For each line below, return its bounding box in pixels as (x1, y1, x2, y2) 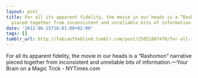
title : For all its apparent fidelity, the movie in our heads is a (6, 14, 178, 20)
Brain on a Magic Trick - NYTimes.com (6, 65, 101, 71)
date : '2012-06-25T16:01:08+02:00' (6, 25, 94, 31)
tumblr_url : (6, 36, 35, 42)
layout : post (6, 8, 38, 15)
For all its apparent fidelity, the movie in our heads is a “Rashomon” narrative (6, 53, 192, 59)
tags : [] (6, 31, 28, 37)
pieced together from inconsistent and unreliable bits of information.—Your (6, 58, 189, 66)
